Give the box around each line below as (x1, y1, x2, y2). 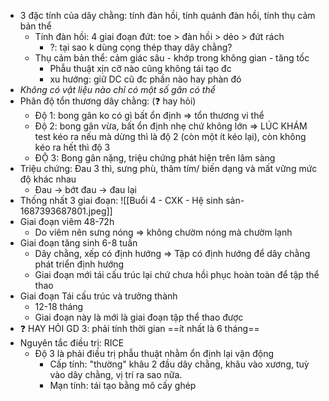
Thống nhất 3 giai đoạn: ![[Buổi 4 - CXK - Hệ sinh (19, 195, 224, 206)
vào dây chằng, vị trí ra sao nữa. (49, 369, 183, 380)
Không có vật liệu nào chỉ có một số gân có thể (19, 84, 216, 95)
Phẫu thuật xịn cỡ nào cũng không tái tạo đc (49, 63, 232, 74)
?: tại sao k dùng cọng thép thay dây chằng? (49, 41, 233, 53)
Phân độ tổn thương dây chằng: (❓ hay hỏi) (19, 95, 197, 107)
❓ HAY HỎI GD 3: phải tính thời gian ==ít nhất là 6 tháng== (19, 323, 260, 334)
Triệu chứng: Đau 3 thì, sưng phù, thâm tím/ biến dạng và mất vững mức (19, 163, 318, 174)
